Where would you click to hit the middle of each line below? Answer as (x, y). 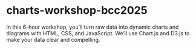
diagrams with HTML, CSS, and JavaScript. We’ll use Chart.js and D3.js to (98, 33)
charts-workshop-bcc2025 (77, 10)
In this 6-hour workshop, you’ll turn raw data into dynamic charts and (93, 27)
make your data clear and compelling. (53, 39)
